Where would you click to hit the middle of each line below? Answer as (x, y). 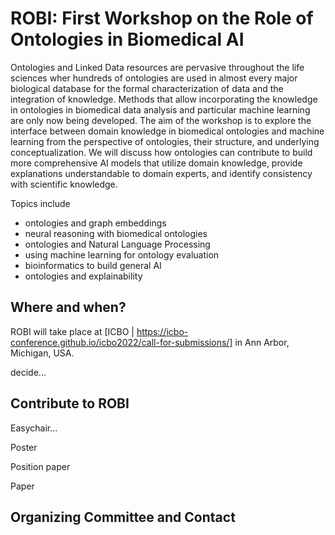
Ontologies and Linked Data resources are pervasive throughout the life (157, 67)
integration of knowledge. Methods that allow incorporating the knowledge (164, 99)
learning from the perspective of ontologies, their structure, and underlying (165, 141)
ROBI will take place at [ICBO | (72, 331)
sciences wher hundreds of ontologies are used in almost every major (154, 78)
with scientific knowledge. (64, 184)
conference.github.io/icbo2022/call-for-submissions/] (121, 342)
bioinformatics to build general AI (93, 265)
